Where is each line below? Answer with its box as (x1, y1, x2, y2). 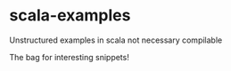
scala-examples (9, 5, 131, 26)
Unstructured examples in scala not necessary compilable (9, 35, 223, 45)
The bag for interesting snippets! (9, 51, 129, 62)
